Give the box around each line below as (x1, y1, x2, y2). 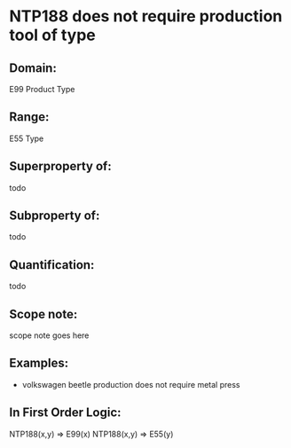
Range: (9, 109, 50, 125)
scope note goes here (9, 330, 90, 341)
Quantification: (9, 257, 95, 272)
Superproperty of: (9, 159, 113, 174)
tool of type (9, 25, 96, 45)
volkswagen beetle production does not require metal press (21, 379, 240, 389)
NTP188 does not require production (9, 6, 283, 27)
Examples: (9, 356, 69, 371)
